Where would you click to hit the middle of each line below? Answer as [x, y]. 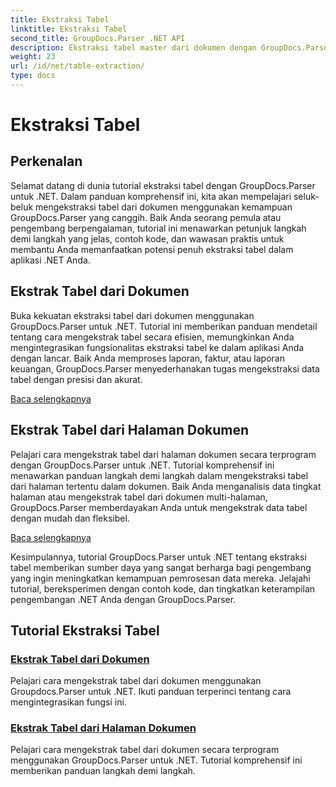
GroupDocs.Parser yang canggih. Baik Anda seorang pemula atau [146, 217]
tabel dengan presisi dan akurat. [76, 379]
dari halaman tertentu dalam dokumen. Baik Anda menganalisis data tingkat [166, 486]
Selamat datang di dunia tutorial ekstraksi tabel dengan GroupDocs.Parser [163, 185]
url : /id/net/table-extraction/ [77, 66]
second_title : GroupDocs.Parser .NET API [98, 38]
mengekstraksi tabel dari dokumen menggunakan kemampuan [164, 207]
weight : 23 [33, 57]
